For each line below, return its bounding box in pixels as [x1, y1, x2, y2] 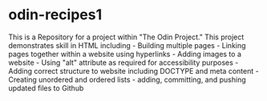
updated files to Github [8, 83, 84, 93]
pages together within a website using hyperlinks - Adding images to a [8, 49, 242, 59]
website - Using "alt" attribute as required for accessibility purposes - [8, 58, 239, 67]
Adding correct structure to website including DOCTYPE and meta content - [8, 66, 259, 75]
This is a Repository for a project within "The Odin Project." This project [8, 32, 245, 42]
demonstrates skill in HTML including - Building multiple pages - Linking [8, 40, 246, 50]
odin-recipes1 [8, 6, 103, 24]
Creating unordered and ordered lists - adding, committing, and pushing [8, 75, 246, 84]
